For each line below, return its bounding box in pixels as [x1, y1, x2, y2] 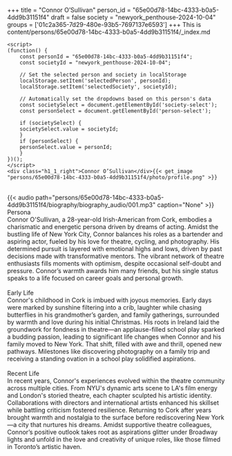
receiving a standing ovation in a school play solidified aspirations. [7, 355, 196, 363]
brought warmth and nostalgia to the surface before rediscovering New [7, 413, 210, 422]
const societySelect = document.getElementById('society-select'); [19, 101, 217, 108]
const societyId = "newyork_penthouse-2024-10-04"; [19, 59, 171, 66]
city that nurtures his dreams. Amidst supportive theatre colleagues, [18, 421, 212, 428]
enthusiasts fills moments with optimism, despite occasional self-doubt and [7, 259, 222, 268]
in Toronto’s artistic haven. [7, 443, 82, 450]
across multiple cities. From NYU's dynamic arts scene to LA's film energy [7, 384, 217, 392]
